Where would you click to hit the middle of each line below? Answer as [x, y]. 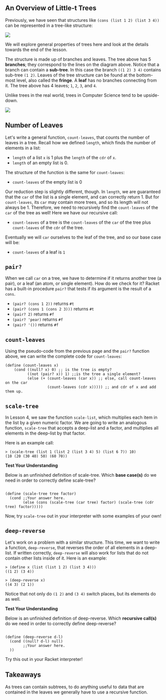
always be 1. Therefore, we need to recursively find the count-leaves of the [82, 207]
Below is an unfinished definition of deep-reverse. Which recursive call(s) [81, 618]
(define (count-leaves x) [32, 366]
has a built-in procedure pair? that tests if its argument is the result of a [78, 289]
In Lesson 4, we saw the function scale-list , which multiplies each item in [81, 417]
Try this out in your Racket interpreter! [44, 659]
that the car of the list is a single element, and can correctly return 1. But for [82, 197]
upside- [151, 95]
